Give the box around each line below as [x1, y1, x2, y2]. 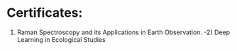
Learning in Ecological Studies [16, 35, 106, 43]
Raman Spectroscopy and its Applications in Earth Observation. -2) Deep [16, 28, 231, 36]
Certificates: [6, 5, 83, 21]
